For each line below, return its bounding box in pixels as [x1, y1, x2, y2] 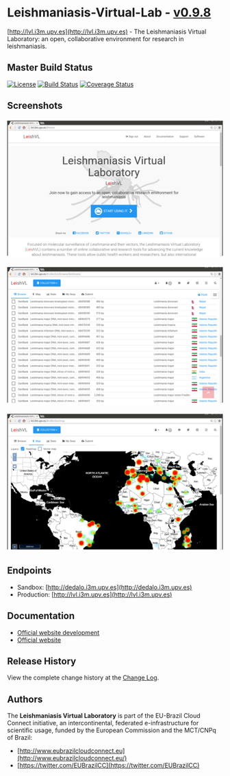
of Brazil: [7, 734, 33, 742]
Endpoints [7, 565, 52, 577]
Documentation [7, 610, 75, 622]
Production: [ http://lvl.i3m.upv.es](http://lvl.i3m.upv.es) [16, 590, 172, 599]
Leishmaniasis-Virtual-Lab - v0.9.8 [7, 5, 212, 21]
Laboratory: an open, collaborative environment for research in [7, 34, 184, 42]
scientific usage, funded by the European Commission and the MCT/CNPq [7, 726, 217, 734]
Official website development [16, 628, 100, 636]
